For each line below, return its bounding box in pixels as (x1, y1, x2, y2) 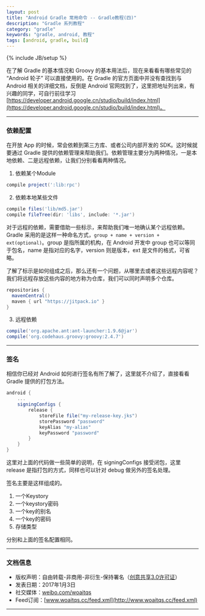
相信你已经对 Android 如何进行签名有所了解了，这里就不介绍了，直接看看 (6, 370, 190, 377)
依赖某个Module (15, 169, 56, 177)
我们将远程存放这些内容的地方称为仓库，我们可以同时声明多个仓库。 (6, 275, 178, 282)
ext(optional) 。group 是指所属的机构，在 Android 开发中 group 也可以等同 (6, 239, 195, 246)
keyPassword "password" (38, 429, 99, 436)
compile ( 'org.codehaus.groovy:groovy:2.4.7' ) (6, 334, 124, 340)
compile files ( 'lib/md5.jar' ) (6, 206, 84, 212)
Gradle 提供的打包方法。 (6, 377, 68, 385)
